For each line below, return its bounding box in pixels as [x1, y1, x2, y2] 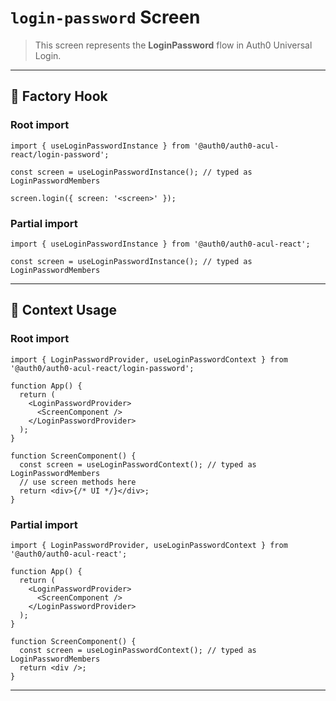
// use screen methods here [19, 477, 137, 487]
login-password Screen [10, 6, 201, 29]
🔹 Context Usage [10, 302, 118, 319]
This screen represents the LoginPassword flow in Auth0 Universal [34, 39, 313, 51]
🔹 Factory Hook [10, 88, 108, 105]
